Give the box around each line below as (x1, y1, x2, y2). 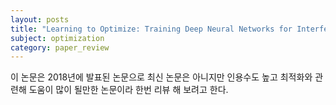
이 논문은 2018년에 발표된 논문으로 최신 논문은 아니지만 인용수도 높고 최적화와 (10, 71, 313, 83)
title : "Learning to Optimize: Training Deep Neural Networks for (10, 24, 293, 34)
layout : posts (10, 14, 70, 25)
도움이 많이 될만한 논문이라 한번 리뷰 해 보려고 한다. (28, 84, 229, 96)
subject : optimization (10, 33, 105, 43)
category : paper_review (10, 42, 110, 53)
